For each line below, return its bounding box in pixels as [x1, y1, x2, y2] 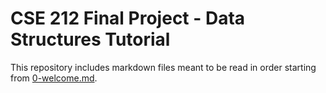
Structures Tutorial [10, 28, 171, 51]
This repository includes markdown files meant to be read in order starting [10, 61, 317, 73]
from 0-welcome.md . [10, 72, 98, 84]
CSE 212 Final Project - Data [10, 7, 246, 30]
